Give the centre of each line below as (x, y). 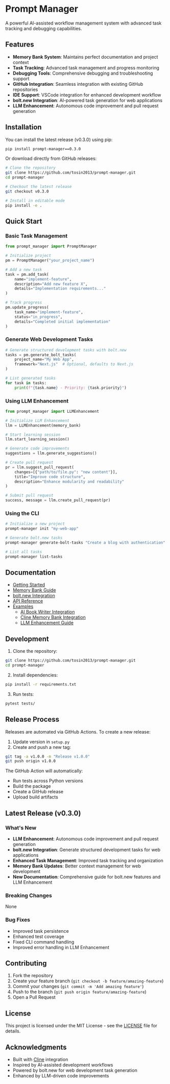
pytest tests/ (20, 703)
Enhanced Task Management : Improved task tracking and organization (88, 861)
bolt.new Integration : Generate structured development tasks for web (87, 850)
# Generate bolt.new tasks (34, 538)
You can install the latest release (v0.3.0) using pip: (59, 139)
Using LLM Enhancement (37, 400)
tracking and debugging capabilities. (44, 28)
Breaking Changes (29, 896)
